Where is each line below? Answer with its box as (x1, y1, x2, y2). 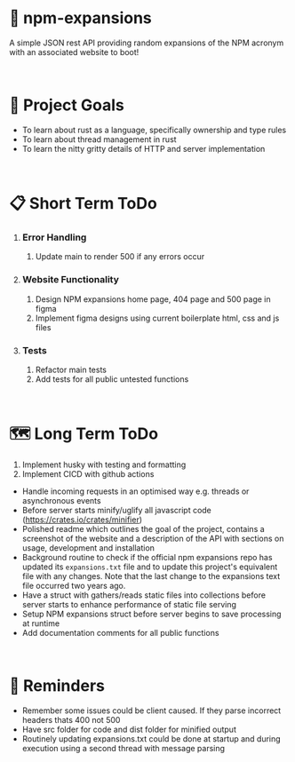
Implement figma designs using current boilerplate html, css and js (35, 313, 280, 323)
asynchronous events (21, 495, 101, 505)
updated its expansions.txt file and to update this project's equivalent (21, 561, 278, 572)
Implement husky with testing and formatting (21, 459, 187, 470)
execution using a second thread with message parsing (21, 742, 225, 753)
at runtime (21, 617, 60, 629)
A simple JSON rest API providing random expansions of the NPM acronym (9, 37, 284, 48)
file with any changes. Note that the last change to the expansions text (21, 570, 281, 581)
